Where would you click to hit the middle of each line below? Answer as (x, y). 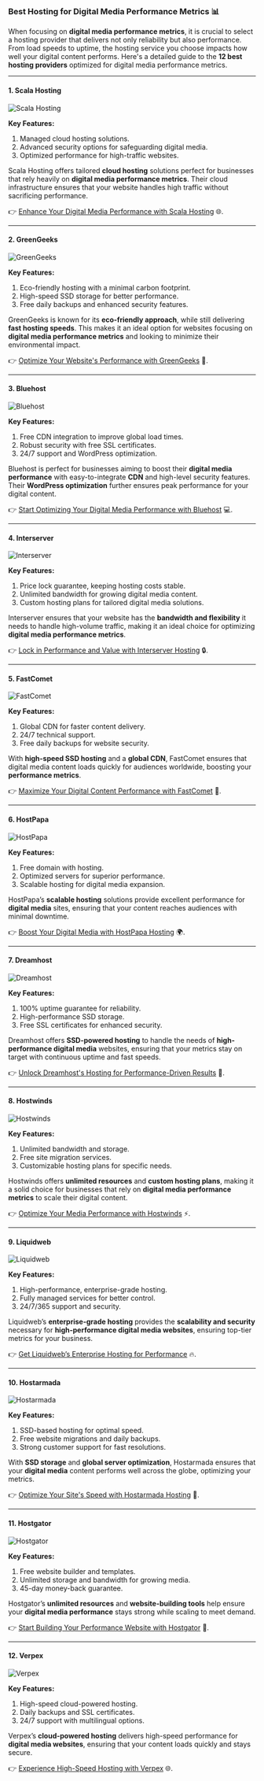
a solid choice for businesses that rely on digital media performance (120, 1189)
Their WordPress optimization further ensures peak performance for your (128, 485)
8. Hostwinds (30, 1101)
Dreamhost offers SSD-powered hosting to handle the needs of (112, 1040)
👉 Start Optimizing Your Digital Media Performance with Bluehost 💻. (121, 509)
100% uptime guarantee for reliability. (80, 1008)
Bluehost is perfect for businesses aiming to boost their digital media (120, 468)
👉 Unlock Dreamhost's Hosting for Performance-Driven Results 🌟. (117, 1073)
